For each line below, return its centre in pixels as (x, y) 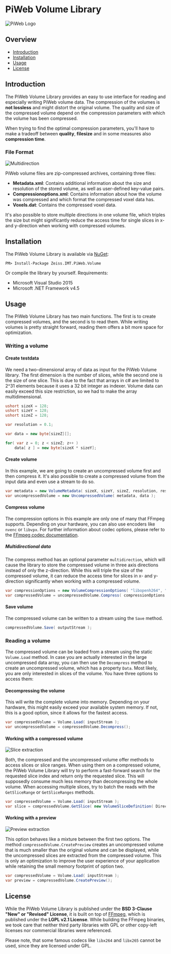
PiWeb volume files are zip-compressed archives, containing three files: (81, 173)
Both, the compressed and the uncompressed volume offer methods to (80, 760)
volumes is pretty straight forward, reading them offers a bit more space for (84, 327)
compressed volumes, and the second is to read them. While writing (77, 322)
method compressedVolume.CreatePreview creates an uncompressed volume (84, 845)
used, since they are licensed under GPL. (48, 945)
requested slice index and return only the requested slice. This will (75, 776)
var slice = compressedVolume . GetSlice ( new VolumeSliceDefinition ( (79, 806)
